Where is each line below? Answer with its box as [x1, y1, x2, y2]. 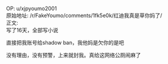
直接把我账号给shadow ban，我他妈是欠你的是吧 [6, 39, 124, 46]
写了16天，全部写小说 [6, 26, 59, 33]
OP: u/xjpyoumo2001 [6, 5, 57, 12]
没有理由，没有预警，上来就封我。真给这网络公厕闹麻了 [6, 52, 141, 58]
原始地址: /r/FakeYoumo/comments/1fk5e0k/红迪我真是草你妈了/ [6, 12, 163, 19]
